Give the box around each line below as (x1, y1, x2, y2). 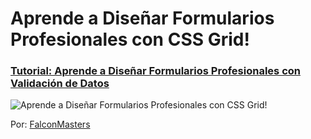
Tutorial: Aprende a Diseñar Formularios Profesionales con (10, 64, 301, 78)
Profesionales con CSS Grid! (10, 28, 250, 51)
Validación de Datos (10, 77, 110, 91)
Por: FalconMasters (10, 118, 91, 131)
